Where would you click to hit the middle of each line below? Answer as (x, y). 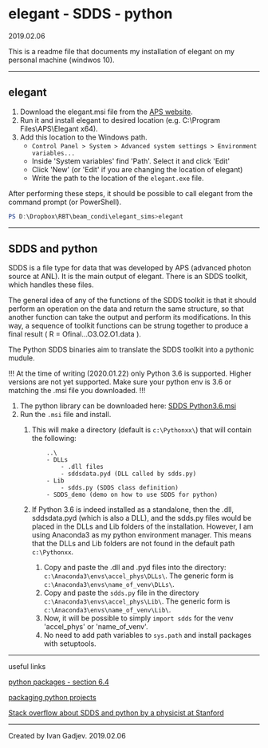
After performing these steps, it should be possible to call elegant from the (131, 193)
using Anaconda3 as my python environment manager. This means (142, 535)
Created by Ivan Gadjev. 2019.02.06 (67, 736)
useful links (27, 667)
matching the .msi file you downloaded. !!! (77, 391)
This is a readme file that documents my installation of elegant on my (122, 51)
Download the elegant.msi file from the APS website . (106, 112)
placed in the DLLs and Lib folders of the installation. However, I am (142, 526)
